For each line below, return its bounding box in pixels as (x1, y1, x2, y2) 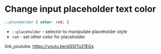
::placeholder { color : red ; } (4, 20, 69, 25)
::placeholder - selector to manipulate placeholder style (11, 28, 127, 34)
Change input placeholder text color (4, 3, 157, 15)
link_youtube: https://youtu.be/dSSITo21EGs (4, 43, 94, 49)
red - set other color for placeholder (11, 33, 86, 40)
